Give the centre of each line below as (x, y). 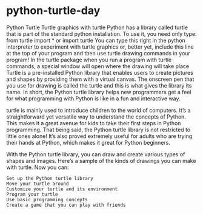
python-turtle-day (53, 11)
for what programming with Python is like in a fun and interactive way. (93, 98)
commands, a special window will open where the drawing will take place (98, 66)
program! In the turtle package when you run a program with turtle (89, 60)
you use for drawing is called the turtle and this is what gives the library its (99, 85)
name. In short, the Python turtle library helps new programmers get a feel (99, 92)
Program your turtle (32, 194)
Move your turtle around (38, 184)
